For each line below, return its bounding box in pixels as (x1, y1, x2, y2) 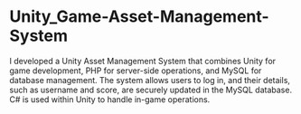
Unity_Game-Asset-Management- (9, 6, 269, 27)
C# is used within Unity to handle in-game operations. (9, 93, 211, 105)
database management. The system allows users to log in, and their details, (9, 74, 291, 85)
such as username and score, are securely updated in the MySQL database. (9, 84, 292, 95)
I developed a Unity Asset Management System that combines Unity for (9, 55, 277, 66)
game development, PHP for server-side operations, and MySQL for (9, 65, 262, 76)
